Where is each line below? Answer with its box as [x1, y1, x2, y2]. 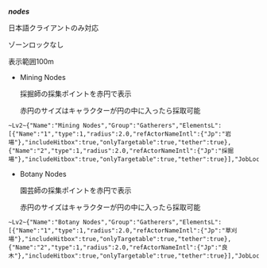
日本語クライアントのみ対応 [8, 23, 99, 33]
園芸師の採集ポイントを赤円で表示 [19, 186, 132, 195]
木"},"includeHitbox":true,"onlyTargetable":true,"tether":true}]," [8, 252, 238, 260]
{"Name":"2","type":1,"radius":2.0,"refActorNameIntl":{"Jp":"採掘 [8, 147, 234, 155]
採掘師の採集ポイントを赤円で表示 [19, 89, 132, 98]
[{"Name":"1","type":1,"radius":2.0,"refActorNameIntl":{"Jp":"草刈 [8, 227, 238, 235]
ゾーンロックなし [8, 40, 64, 49]
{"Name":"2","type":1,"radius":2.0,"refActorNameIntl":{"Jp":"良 [8, 243, 228, 251]
